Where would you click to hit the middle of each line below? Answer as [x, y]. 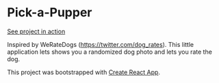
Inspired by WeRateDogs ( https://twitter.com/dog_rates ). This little [100, 44]
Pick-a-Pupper [50, 13]
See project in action [36, 31]
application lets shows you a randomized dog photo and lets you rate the [109, 52]
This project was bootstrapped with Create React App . [84, 72]
